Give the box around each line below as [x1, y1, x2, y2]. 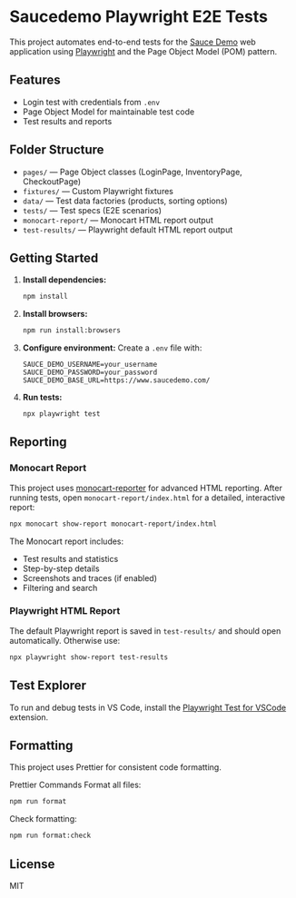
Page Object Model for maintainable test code [22, 106, 195, 117]
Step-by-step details [22, 563, 100, 574]
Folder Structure [9, 143, 104, 158]
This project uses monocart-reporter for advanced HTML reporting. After [9, 482, 283, 493]
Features [9, 73, 61, 88]
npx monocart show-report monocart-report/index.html [9, 519, 218, 528]
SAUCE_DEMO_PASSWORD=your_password [22, 368, 158, 378]
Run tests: [22, 392, 63, 403]
